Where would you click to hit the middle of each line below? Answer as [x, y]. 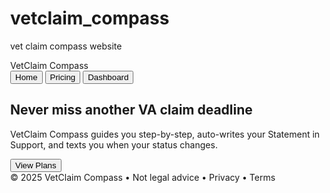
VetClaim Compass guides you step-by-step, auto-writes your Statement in [165, 134]
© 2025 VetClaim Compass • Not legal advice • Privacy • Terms [143, 177]
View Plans [36, 165]
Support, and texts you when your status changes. [114, 144]
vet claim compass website [66, 46]
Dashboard [108, 77]
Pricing [62, 77]
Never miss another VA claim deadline [131, 110]
